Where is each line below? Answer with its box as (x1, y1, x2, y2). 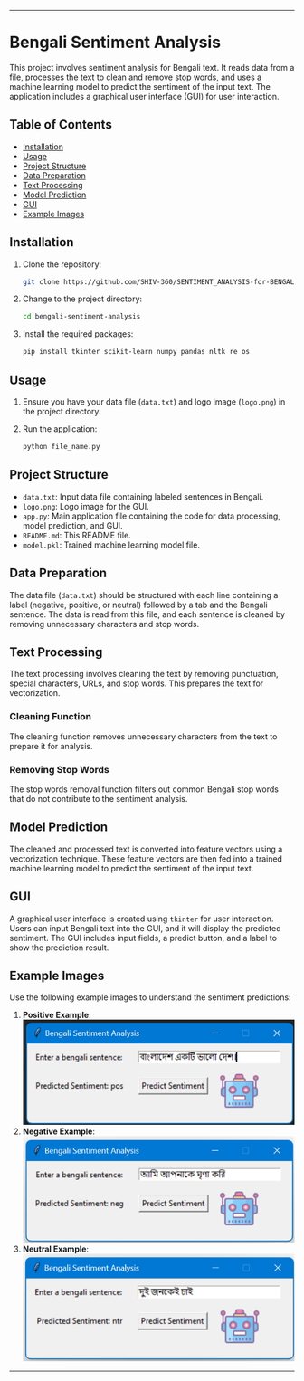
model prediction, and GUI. (22, 519, 124, 530)
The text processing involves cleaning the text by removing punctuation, (9, 669, 279, 680)
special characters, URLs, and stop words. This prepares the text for (9, 678, 264, 689)
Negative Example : (22, 1126, 96, 1137)
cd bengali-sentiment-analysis (22, 312, 141, 321)
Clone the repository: (22, 259, 102, 270)
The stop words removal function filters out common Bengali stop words (9, 784, 279, 795)
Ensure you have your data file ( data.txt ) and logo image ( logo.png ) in (22, 396, 286, 407)
